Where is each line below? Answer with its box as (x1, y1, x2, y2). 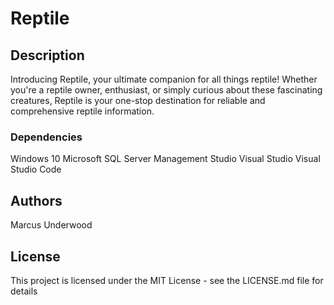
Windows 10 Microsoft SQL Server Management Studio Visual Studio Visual (10, 153, 321, 165)
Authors (10, 192, 63, 209)
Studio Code (10, 163, 62, 176)
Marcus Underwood (10, 219, 93, 231)
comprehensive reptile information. (10, 105, 155, 117)
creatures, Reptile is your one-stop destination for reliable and (10, 95, 266, 106)
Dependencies (10, 130, 83, 144)
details (10, 285, 38, 297)
